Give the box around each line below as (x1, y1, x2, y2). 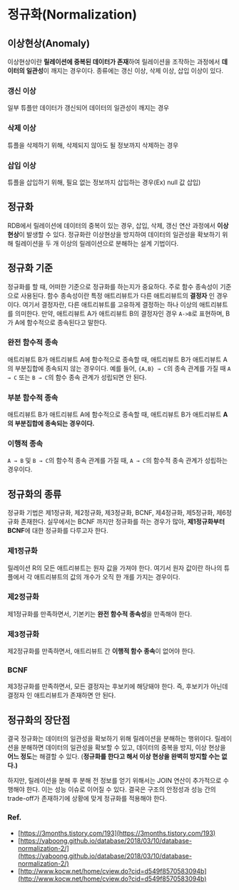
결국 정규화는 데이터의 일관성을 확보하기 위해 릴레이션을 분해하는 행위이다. (7, 734, 213, 743)
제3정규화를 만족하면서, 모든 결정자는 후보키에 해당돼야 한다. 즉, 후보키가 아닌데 (7, 682, 228, 691)
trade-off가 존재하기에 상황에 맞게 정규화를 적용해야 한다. (7, 794, 168, 803)
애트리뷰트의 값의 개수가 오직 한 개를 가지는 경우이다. (34, 572, 180, 581)
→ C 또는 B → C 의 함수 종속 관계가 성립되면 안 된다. (7, 373, 147, 381)
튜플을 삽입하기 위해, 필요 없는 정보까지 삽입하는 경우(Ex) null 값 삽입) (7, 178, 201, 186)
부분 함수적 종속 (7, 392, 59, 402)
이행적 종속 (7, 439, 44, 449)
